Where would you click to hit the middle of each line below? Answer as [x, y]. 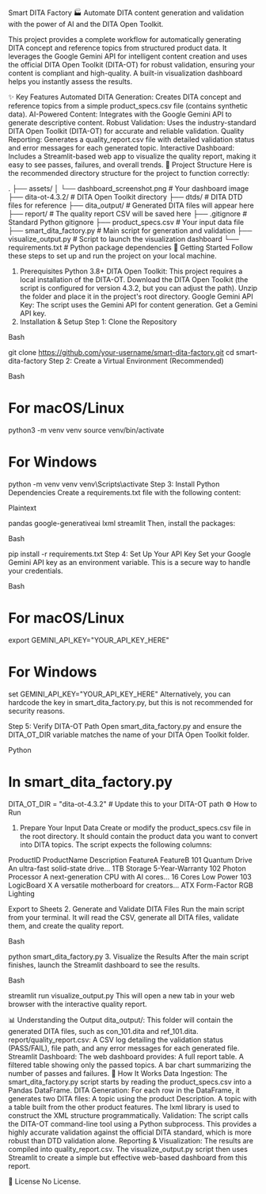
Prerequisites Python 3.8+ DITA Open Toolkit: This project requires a [131, 271]
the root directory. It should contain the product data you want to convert [139, 836]
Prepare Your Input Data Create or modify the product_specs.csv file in [135, 827]
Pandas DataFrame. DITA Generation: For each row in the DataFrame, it [124, 1090]
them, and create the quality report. [66, 925]
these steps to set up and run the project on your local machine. [112, 256]
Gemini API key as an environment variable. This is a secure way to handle [129, 562]
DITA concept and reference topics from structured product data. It [118, 48]
